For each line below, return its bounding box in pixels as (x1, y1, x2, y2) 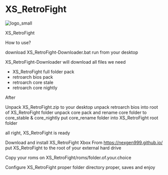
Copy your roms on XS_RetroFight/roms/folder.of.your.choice (5, 154, 131, 160)
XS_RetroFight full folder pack (12, 69, 74, 75)
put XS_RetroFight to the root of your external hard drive (5, 144, 121, 151)
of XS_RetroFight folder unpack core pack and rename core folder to (5, 109, 147, 115)
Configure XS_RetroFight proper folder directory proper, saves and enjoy (5, 164, 155, 170)
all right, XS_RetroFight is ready (5, 129, 70, 136)
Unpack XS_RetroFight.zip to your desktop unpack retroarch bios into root (5, 104, 158, 110)
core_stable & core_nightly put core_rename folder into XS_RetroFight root (5, 114, 158, 121)
